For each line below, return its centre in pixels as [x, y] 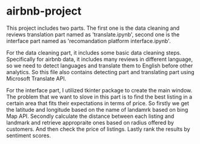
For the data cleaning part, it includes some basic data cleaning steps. [94, 52]
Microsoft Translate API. [36, 78]
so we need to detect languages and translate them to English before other [100, 66]
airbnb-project [44, 11]
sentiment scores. [29, 135]
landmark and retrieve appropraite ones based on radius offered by [90, 122]
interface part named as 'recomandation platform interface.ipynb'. [88, 41]
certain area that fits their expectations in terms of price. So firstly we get [98, 103]
